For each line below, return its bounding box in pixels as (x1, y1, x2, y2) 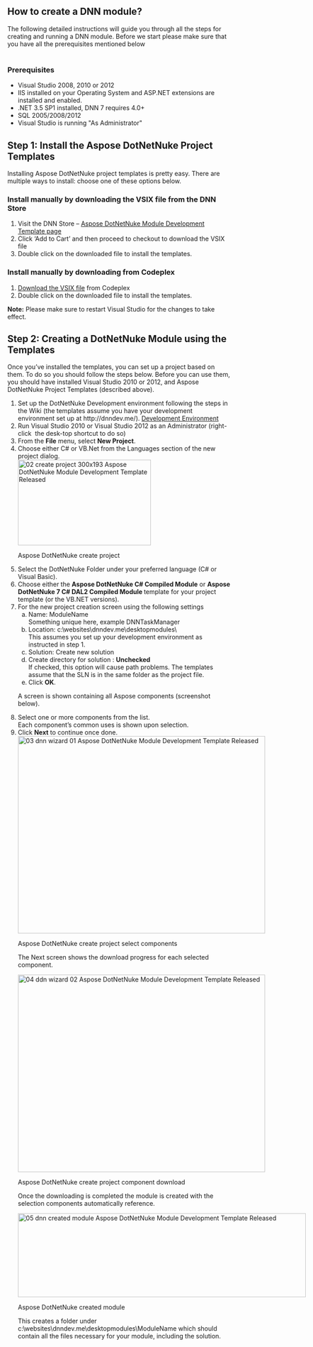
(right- (208, 422, 227, 430)
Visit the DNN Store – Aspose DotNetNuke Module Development (17, 219, 205, 228)
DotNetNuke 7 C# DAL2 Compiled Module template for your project (17, 588, 217, 596)
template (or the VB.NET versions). (17, 595, 120, 604)
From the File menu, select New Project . (17, 436, 136, 446)
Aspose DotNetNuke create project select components (17, 940, 178, 948)
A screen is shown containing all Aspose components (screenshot (17, 692, 211, 700)
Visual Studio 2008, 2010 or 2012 (17, 81, 115, 89)
